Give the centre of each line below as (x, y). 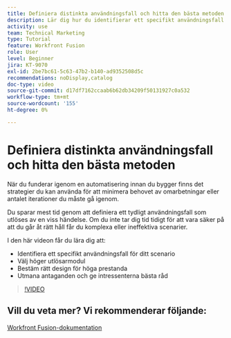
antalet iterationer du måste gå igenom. (63, 198)
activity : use (28, 26)
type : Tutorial (29, 39)
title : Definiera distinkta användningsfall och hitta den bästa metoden (116, 13)
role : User (23, 53)
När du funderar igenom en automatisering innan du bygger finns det (105, 184)
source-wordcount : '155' (43, 104)
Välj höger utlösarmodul (51, 261)
